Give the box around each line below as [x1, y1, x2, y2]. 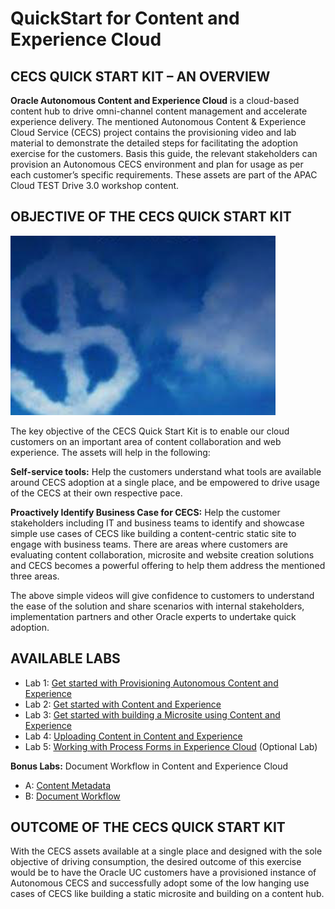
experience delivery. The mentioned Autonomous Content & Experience [10, 116, 307, 127]
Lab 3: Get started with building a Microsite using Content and [24, 708, 281, 721]
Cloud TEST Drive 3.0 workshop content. [10, 180, 180, 191]
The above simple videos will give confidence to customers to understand [10, 589, 315, 601]
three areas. [10, 570, 60, 582]
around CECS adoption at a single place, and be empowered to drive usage [10, 476, 321, 488]
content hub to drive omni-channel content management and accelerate [10, 105, 308, 117]
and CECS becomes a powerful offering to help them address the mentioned [10, 559, 326, 571]
